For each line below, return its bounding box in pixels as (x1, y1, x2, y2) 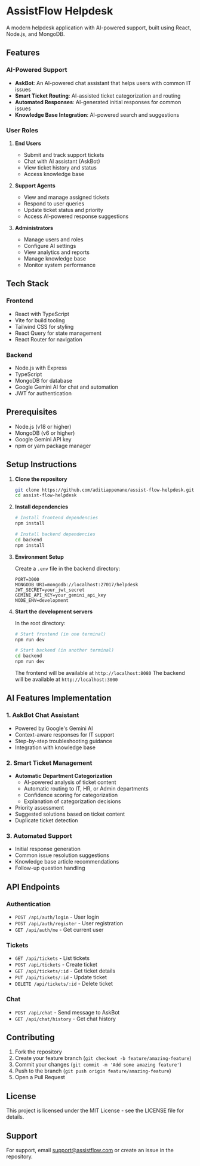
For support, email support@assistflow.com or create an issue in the (6, 1147, 174, 1154)
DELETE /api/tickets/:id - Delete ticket (14, 980, 113, 988)
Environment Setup (14, 553, 64, 561)
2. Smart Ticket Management (6, 759, 93, 767)
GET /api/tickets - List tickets (14, 955, 90, 962)
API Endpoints (6, 882, 60, 892)
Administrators (14, 224, 54, 231)
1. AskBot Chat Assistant (6, 711, 79, 719)
